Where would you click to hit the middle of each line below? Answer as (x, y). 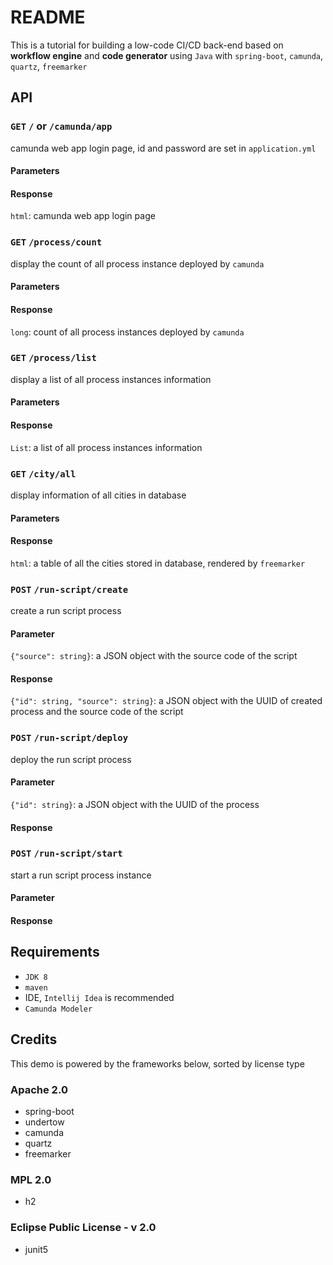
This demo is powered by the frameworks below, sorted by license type (157, 1063)
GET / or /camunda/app (61, 126)
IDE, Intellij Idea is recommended (99, 997)
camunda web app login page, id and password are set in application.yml (163, 148)
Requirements (55, 952)
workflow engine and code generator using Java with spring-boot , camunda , (167, 55)
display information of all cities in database (98, 495)
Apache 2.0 (39, 1089)
